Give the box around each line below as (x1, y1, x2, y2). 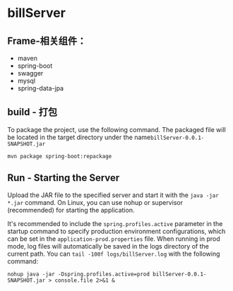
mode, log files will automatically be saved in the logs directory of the (7, 242, 210, 250)
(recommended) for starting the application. (7, 206, 135, 214)
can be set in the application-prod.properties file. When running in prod (7, 234, 220, 243)
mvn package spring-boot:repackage (7, 153, 112, 160)
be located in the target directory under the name (7, 133, 151, 141)
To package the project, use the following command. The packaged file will (7, 125, 226, 133)
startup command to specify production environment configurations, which (7, 227, 226, 235)
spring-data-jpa (17, 84, 64, 93)
